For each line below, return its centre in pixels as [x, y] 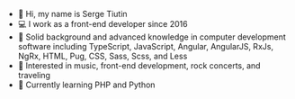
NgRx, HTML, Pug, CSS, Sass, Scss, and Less [103, 56]
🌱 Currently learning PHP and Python [86, 85]
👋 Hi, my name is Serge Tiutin [72, 14]
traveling [34, 75]
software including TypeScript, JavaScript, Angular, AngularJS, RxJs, [146, 46]
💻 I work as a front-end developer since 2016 [103, 24]
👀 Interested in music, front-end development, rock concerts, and [139, 66]
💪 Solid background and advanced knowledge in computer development [152, 37]
